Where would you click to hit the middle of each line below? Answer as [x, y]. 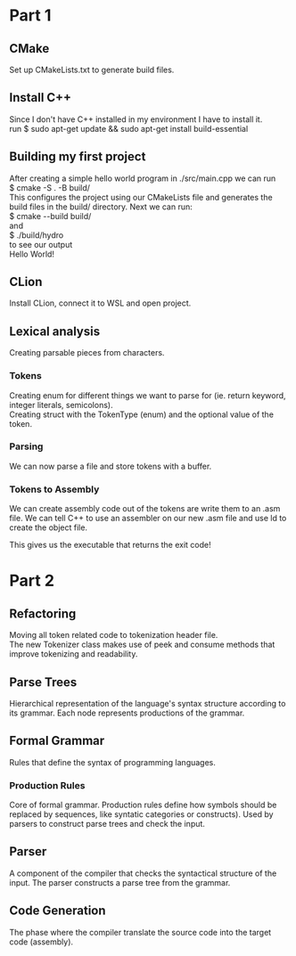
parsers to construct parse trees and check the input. [107, 824]
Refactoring [43, 613]
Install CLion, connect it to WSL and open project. [100, 303]
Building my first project [78, 157]
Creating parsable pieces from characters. [87, 353]
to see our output [41, 244]
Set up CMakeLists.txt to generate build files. [92, 69]
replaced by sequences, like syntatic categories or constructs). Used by [141, 814]
